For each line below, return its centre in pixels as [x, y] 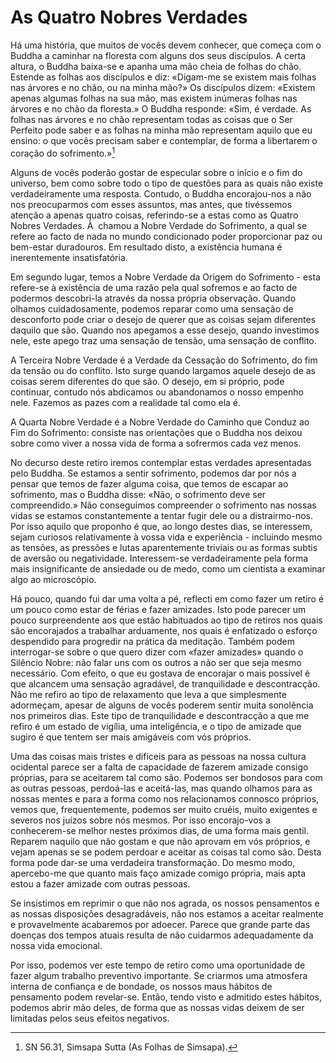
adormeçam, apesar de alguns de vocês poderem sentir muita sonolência [162, 705]
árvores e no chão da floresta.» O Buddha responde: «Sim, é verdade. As [161, 108]
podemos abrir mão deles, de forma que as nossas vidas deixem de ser [157, 1007]
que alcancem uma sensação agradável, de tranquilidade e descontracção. [165, 683]
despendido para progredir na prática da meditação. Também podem [152, 641]
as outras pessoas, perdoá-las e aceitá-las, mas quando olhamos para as [161, 788]
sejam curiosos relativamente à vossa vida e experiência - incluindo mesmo [166, 537]
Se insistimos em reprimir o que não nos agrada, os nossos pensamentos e [165, 903]
